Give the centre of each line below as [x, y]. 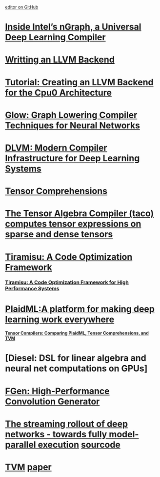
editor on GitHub [22, 7]
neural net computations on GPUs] [76, 368]
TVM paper [29, 467]
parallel [20, 444]
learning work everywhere [60, 319]
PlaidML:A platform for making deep [80, 309]
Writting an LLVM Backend [60, 60]
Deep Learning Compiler [55, 38]
